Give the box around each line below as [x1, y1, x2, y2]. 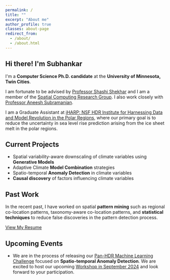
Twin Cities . [5, 79, 31, 85]
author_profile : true [5, 21, 52, 27]
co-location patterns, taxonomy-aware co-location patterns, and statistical [5, 209, 163, 215]
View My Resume [5, 224, 42, 231]
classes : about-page [5, 27, 50, 32]
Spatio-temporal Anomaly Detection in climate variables [12, 170, 132, 176]
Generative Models [12, 159, 55, 165]
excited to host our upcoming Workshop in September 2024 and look [12, 264, 158, 269]
